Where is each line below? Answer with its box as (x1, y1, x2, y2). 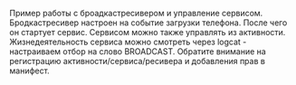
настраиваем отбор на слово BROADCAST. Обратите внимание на (9, 46, 267, 57)
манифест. (9, 65, 50, 76)
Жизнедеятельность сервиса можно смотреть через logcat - (9, 36, 247, 47)
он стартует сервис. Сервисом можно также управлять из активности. (9, 27, 286, 37)
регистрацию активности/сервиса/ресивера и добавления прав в (9, 56, 265, 66)
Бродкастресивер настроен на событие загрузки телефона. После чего (9, 17, 288, 28)
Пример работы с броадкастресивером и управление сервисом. (9, 8, 263, 18)
